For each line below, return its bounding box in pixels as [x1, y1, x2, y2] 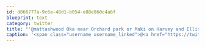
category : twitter [6, 20, 53, 26]
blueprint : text [6, 15, 48, 21]
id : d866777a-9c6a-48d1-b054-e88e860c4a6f [6, 9, 116, 15]
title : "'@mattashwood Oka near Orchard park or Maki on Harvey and [6, 26, 184, 32]
